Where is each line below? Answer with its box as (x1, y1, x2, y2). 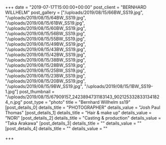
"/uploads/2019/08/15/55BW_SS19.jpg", (5, 36, 86, 42)
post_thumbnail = (19, 89, 55, 94)
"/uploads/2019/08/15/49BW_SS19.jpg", (5, 41, 86, 47)
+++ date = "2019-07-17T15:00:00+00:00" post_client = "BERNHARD (5, 4, 147, 10)
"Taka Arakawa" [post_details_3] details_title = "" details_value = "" (5, 120, 142, 126)
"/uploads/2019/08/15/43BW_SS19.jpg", (5, 47, 86, 52)
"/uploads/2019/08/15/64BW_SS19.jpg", (5, 15, 86, 20)
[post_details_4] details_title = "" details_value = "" (5, 126, 108, 131)
